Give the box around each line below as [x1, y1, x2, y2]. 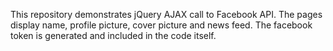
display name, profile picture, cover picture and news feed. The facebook [10, 19, 313, 31]
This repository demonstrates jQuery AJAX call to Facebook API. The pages [10, 9, 323, 20]
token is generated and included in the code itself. [10, 30, 217, 41]
